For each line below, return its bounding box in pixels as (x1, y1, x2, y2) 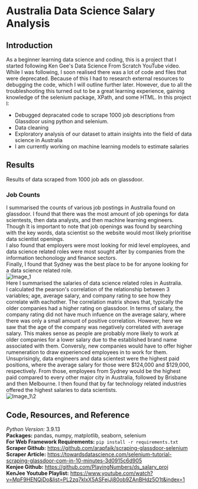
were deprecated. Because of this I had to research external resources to (6, 75, 184, 82)
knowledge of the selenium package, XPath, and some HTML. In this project (6, 94, 191, 101)
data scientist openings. (6, 236, 65, 243)
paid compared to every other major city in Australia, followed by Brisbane (6, 374, 187, 381)
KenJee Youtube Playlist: (6, 469, 69, 477)
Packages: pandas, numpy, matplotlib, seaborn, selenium (6, 432, 147, 439)
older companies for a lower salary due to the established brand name (6, 336, 177, 343)
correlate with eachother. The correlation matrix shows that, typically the (6, 298, 183, 305)
